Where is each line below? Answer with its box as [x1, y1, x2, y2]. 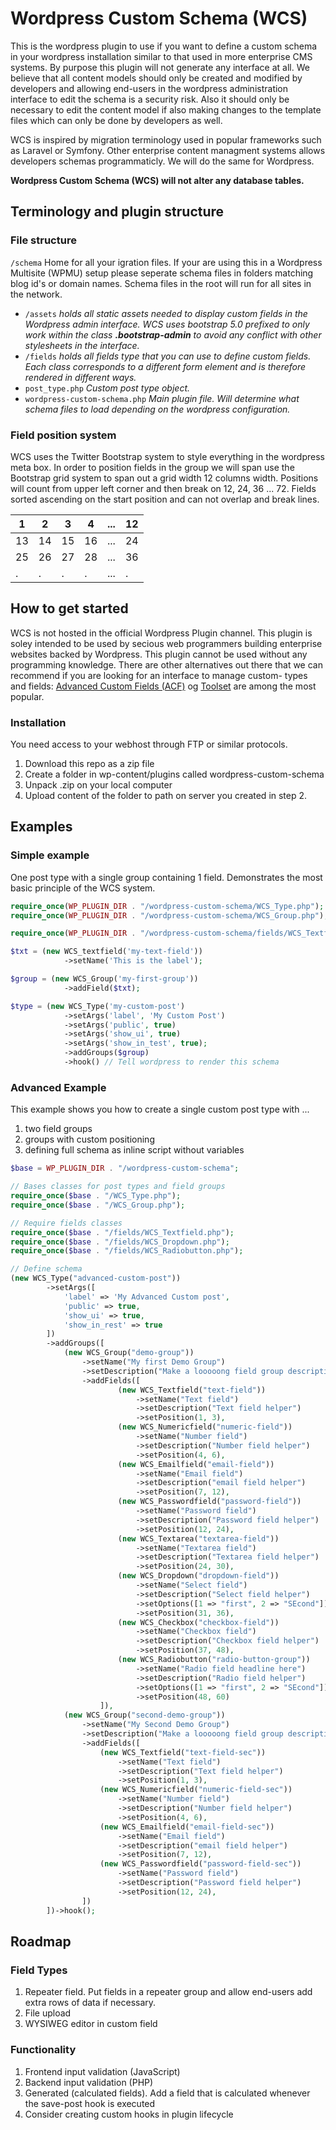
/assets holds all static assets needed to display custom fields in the [24, 307, 308, 319]
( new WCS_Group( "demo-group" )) [63, 1348, 195, 1358]
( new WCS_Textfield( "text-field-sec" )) [99, 1747, 267, 1757]
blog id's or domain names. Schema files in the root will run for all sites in [10, 277, 312, 289]
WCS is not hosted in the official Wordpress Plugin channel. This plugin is [10, 627, 313, 639]
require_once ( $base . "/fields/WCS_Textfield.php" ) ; [10, 1227, 235, 1237]
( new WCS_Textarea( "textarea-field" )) [117, 1533, 280, 1544]
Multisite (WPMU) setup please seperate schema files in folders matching [10, 267, 314, 279]
